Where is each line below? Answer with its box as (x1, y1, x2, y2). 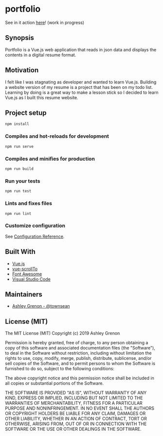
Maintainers (5, 291, 43, 299)
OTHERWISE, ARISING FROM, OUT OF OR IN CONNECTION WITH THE (5, 421, 147, 427)
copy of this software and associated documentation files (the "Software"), (5, 345, 156, 351)
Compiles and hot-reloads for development (5, 133, 109, 140)
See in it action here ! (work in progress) (5, 20, 84, 25)
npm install (5, 122, 29, 126)
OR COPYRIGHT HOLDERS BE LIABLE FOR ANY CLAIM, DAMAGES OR (5, 411, 146, 416)
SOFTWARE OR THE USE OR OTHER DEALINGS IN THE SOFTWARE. (5, 426, 142, 432)
